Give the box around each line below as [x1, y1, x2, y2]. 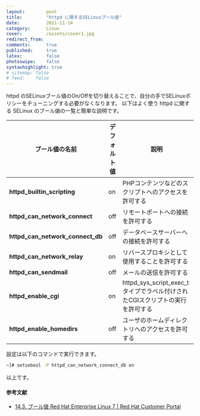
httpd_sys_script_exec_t [122, 278, 189, 287]
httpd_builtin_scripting [9, 188, 76, 196]
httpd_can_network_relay [9, 253, 83, 261]
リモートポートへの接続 [122, 208, 189, 216]
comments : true [6, 42, 58, 48]
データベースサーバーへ [122, 228, 188, 237]
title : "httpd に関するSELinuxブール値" [6, 14, 122, 20]
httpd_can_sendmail [9, 268, 68, 277]
